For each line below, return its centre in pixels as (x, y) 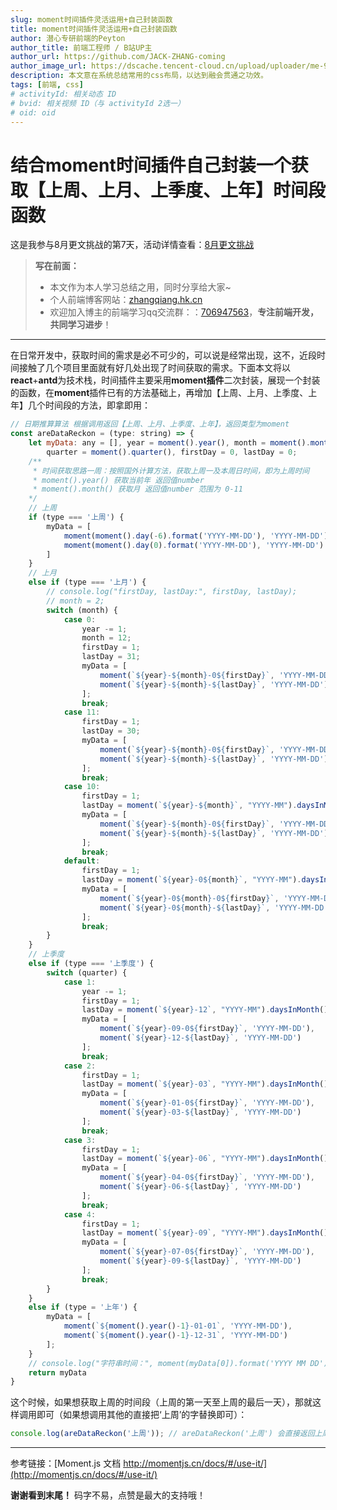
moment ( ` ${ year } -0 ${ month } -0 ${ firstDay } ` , (189, 898)
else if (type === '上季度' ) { (91, 964)
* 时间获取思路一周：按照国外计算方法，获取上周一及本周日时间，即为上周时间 (171, 471)
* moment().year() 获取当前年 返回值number (118, 480)
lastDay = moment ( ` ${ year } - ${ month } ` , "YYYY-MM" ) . (189, 806)
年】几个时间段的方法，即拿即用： (80, 405)
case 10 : (82, 787)
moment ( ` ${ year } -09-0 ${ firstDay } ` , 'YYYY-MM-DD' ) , (207, 1029)
